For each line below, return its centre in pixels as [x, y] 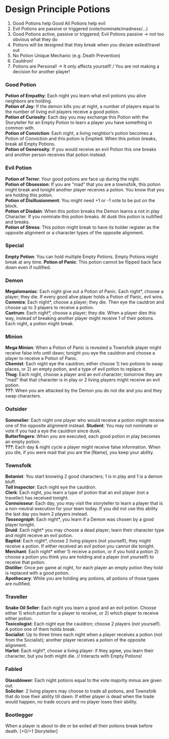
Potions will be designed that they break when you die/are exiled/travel [86, 44]
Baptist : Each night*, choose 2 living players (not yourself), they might [78, 541]
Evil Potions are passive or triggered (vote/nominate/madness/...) [80, 28]
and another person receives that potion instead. [56, 155]
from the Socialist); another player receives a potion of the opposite [75, 640]
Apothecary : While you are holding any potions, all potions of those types [82, 578]
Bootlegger [19, 715]
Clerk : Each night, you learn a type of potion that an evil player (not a [77, 492]
